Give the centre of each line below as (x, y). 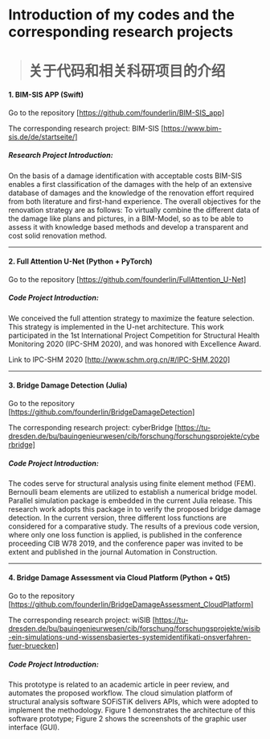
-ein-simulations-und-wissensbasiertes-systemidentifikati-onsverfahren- (130, 637)
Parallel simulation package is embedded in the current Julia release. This (131, 500)
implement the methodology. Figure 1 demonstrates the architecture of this (132, 710)
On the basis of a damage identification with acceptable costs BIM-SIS (125, 176)
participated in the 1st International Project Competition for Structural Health (134, 335)
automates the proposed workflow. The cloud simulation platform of (121, 693)
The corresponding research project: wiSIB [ (82, 620)
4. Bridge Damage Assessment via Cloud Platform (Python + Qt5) (119, 578)
